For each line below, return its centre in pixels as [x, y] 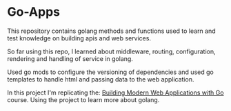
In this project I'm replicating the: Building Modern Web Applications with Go [115, 92]
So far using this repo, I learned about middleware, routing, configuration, [111, 51]
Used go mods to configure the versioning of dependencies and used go [110, 72]
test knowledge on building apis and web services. [79, 38]
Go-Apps [34, 12]
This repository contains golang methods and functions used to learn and [111, 31]
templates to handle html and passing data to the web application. [101, 79]
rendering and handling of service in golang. [70, 58]
